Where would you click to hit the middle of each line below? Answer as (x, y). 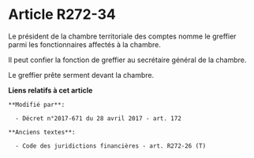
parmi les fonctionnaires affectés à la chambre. (85, 44)
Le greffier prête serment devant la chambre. (81, 75)
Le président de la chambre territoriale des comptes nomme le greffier (122, 36)
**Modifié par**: (37, 105)
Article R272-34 (62, 15)
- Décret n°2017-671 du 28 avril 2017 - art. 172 (98, 118)
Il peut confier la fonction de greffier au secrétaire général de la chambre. (127, 60)
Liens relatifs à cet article (50, 90)
